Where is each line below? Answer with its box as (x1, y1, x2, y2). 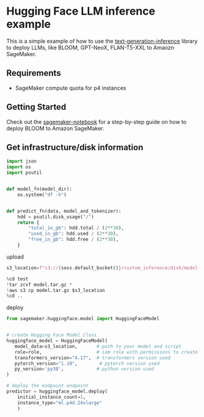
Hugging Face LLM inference (6, 4, 156, 18)
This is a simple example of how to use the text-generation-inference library (6, 37, 198, 45)
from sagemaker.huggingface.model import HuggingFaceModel (6, 316, 160, 322)
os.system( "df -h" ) (17, 191, 67, 198)
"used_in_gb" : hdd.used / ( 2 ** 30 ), (28, 230, 119, 237)
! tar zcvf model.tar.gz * (6, 282, 72, 288)
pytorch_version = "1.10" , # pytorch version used (14, 360, 160, 366)
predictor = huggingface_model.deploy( (6, 388, 108, 394)
